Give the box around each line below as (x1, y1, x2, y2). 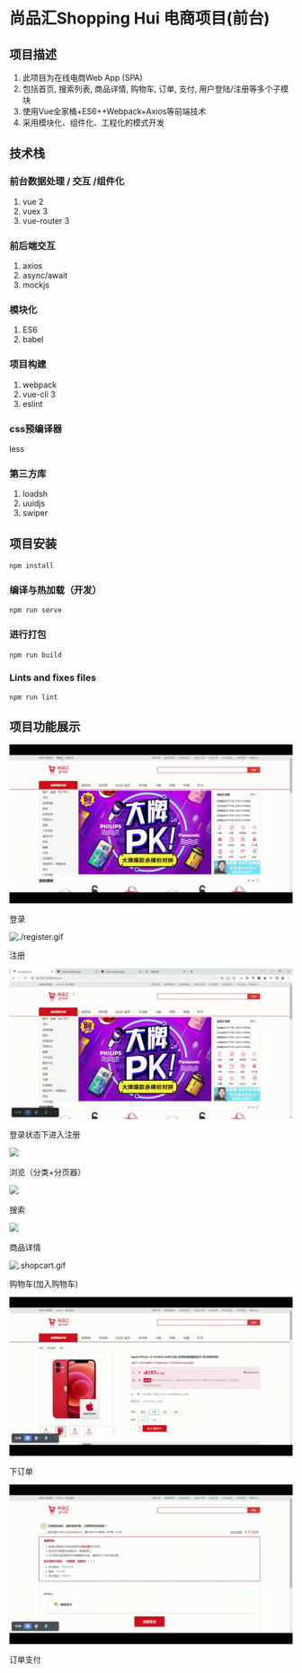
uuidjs (22, 498, 46, 509)
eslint (22, 398, 43, 409)
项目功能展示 (9, 720, 81, 735)
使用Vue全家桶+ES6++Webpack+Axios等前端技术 (22, 106, 207, 117)
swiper (22, 508, 49, 518)
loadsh (22, 489, 48, 500)
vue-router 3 (22, 215, 70, 226)
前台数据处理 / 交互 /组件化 (9, 175, 125, 188)
